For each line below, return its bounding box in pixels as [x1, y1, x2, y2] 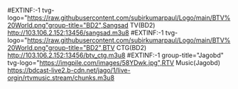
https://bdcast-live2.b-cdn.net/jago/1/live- [7, 66, 131, 74]
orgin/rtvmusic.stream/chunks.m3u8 [7, 73, 115, 82]
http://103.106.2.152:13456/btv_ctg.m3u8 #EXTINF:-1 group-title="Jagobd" [7, 51, 224, 59]
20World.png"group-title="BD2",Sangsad [7, 21, 129, 29]
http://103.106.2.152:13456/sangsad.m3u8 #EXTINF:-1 [7, 28, 164, 37]
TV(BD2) [129, 21, 156, 29]
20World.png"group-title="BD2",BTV [7, 44, 115, 52]
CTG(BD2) [116, 44, 147, 52]
